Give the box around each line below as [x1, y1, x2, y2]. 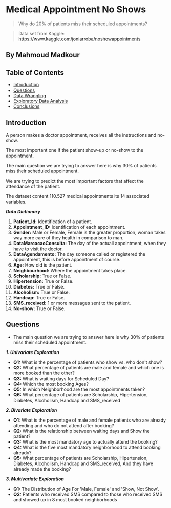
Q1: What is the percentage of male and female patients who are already [13, 417, 166, 423]
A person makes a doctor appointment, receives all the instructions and [6, 131, 157, 138]
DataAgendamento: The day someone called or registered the [13, 251, 145, 257]
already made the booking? [13, 466, 71, 472]
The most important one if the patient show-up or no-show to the [6, 147, 144, 153]
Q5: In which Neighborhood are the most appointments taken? [13, 386, 145, 392]
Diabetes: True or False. [13, 283, 65, 290]
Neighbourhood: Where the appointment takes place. [13, 267, 127, 273]
